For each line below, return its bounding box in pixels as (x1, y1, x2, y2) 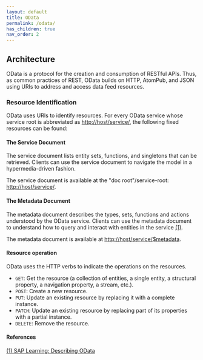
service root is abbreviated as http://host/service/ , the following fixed (6, 118, 179, 126)
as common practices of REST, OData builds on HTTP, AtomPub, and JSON (6, 76, 195, 84)
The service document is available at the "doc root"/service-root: (6, 177, 169, 184)
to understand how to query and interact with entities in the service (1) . (6, 223, 183, 231)
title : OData (6, 15, 39, 21)
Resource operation (6, 250, 58, 257)
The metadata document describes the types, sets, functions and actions (6, 211, 190, 218)
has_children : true (6, 25, 56, 32)
